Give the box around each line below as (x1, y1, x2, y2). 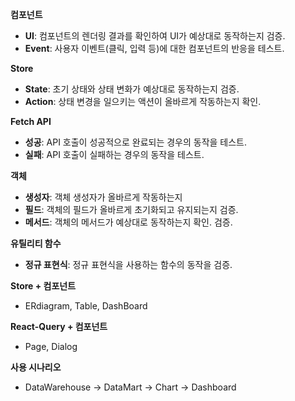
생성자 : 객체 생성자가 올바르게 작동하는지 (24, 191, 183, 203)
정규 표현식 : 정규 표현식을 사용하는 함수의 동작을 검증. (24, 259, 233, 270)
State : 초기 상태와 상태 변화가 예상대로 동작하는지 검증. (24, 83, 240, 95)
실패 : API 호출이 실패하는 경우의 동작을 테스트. (24, 149, 205, 160)
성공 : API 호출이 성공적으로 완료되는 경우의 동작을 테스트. (24, 136, 248, 148)
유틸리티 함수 (10, 238, 62, 249)
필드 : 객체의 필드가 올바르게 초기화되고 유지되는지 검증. (24, 204, 239, 215)
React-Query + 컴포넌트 (10, 321, 108, 332)
